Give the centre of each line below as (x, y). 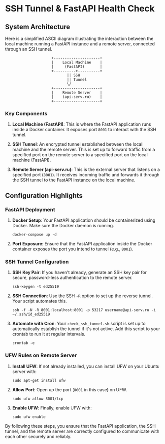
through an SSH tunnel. (29, 49)
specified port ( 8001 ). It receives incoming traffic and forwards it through (86, 175)
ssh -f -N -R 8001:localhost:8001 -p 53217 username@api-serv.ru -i (84, 310)
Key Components (26, 113)
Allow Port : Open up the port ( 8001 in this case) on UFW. (69, 389)
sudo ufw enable (29, 417)
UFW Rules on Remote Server (41, 355)
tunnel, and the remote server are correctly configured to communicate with (82, 431)
